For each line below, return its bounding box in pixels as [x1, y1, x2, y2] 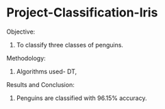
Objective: [6, 27, 36, 36]
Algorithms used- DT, [16, 67, 77, 75]
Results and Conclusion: [6, 80, 75, 88]
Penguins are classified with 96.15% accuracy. [16, 94, 147, 102]
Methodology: [6, 53, 46, 62]
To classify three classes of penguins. [16, 40, 124, 49]
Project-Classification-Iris [6, 5, 158, 21]
